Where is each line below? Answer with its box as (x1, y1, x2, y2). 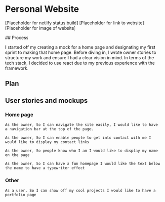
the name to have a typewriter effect (5, 165, 85, 171)
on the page (5, 153, 30, 158)
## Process (5, 35, 29, 40)
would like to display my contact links (5, 140, 90, 145)
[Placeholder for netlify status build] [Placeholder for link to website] (5, 20, 144, 26)
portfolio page (5, 193, 37, 198)
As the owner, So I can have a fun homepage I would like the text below (5, 162, 161, 166)
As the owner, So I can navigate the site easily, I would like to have (5, 122, 158, 127)
